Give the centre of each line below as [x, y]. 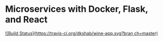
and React [26, 20]
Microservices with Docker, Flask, [77, 9]
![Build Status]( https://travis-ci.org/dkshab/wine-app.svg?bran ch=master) [81, 33]
